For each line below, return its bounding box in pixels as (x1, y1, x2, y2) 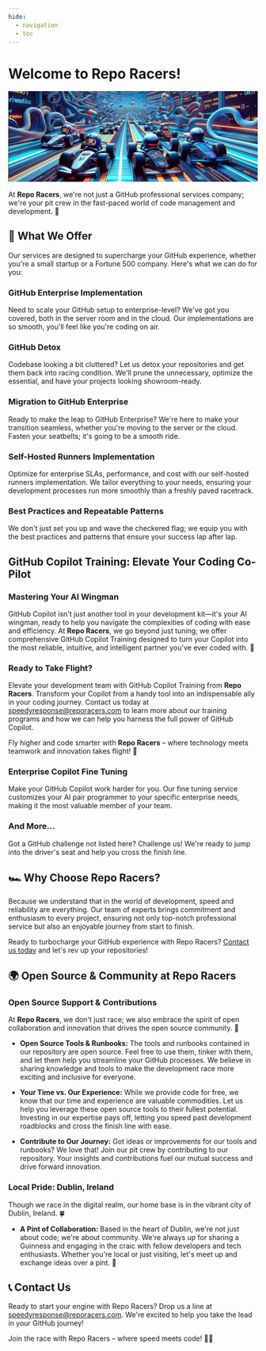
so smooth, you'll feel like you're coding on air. (8, 322, 160, 332)
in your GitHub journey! (8, 1319, 85, 1328)
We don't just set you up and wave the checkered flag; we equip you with (8, 524, 248, 533)
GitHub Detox (8, 342, 61, 353)
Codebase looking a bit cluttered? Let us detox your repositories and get (8, 360, 245, 369)
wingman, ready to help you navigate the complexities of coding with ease (8, 617, 251, 627)
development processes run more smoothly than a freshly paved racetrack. (8, 486, 254, 495)
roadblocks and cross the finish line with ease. (19, 1121, 172, 1131)
